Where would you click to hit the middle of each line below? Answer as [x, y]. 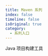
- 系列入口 [20, 33]
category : [16, 29]
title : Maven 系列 [24, 10]
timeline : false [22, 19]
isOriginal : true [23, 24]
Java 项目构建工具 [24, 48]
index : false [19, 15]
